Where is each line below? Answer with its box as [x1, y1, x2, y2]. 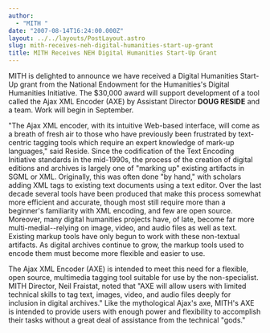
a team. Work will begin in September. [8, 105, 134, 115]
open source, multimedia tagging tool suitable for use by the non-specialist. [8, 273, 259, 282]
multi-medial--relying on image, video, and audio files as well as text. [8, 223, 237, 233]
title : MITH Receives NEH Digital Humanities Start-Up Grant [8, 49, 218, 57]
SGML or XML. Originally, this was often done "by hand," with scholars [8, 172, 242, 181]
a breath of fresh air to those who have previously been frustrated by [8, 129, 237, 139]
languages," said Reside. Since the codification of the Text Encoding [8, 146, 235, 156]
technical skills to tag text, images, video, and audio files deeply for [8, 290, 231, 299]
